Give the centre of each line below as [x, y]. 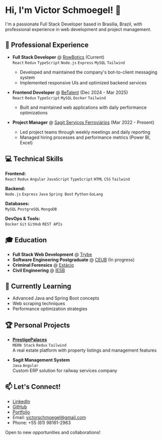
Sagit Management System [41, 360]
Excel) [26, 142]
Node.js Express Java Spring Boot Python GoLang [54, 194]
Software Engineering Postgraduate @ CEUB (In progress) [73, 260]
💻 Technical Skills [34, 159]
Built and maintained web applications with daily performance [83, 107]
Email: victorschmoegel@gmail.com [49, 417]
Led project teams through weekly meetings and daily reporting [85, 132]
